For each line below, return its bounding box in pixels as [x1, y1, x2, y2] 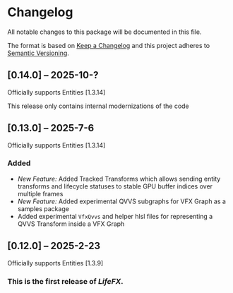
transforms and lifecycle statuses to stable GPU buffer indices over [17, 181, 213, 191]
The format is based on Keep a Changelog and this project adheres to [7, 41, 210, 49]
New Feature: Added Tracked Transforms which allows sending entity [17, 174, 221, 183]
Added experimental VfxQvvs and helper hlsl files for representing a [17, 212, 213, 220]
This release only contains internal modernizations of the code [7, 102, 189, 110]
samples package [17, 204, 69, 213]
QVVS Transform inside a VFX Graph [17, 220, 125, 228]
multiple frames [17, 189, 64, 198]
